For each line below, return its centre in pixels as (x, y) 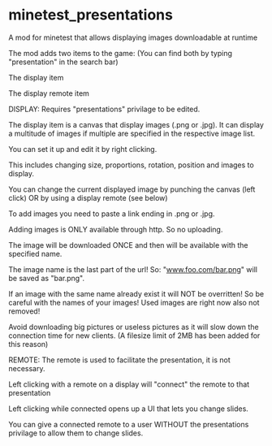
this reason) (28, 344)
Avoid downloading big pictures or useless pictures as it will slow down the (134, 327)
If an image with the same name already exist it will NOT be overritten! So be (136, 293)
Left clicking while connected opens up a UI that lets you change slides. (129, 409)
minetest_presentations (91, 15)
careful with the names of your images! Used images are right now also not (134, 302)
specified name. (35, 253)
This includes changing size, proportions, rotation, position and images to (131, 165)
